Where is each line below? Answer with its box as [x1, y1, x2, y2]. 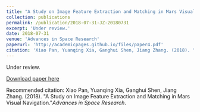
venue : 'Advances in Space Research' [6, 36, 100, 42]
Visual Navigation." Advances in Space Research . [6, 99, 127, 106]
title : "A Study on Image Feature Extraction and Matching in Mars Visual [6, 8, 196, 15]
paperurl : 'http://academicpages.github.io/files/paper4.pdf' [6, 42, 164, 48]
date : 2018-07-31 [6, 31, 49, 37]
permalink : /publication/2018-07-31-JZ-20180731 [6, 20, 129, 25]
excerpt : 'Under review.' [6, 25, 70, 31]
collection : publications [6, 14, 70, 20]
